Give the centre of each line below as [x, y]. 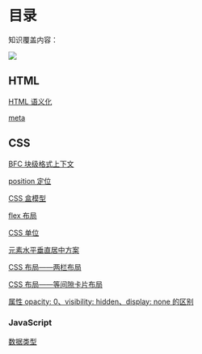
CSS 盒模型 [27, 198]
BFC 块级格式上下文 [41, 164]
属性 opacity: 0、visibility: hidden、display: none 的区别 [101, 301]
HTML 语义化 [30, 101]
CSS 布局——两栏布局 [45, 267]
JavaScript [30, 322]
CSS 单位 [24, 232]
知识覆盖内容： [33, 40]
